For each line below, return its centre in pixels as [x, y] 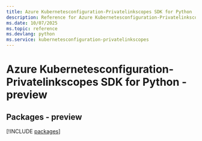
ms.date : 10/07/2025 [32, 23]
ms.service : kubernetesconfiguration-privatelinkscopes [78, 40]
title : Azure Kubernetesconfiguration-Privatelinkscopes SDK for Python [99, 12]
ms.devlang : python [31, 34]
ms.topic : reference [32, 28]
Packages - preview [44, 117]
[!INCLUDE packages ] [33, 131]
